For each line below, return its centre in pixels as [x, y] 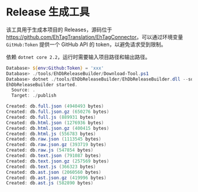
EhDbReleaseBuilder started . [42, 84]
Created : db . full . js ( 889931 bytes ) [51, 117]
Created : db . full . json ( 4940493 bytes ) [55, 106]
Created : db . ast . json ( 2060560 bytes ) [54, 172]
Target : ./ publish [34, 96]
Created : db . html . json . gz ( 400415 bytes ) [58, 128]
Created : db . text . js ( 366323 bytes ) [51, 167]
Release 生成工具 [48, 12]
